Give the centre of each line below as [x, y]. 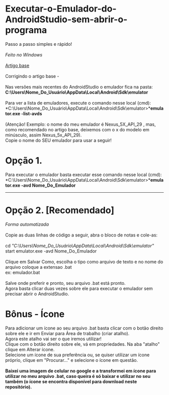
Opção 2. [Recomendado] [60, 211]
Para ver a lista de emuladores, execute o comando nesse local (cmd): [78, 103]
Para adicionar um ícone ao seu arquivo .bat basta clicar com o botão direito [84, 328]
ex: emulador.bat [23, 272]
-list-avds [31, 113]
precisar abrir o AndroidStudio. [37, 294]
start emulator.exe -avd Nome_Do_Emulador [51, 251]
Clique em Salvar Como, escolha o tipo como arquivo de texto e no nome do [84, 262]
